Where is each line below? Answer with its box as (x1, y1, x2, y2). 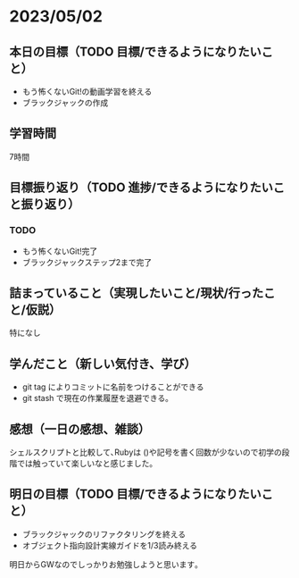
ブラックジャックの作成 (21, 97, 109, 108)
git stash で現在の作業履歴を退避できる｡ (21, 393, 170, 404)
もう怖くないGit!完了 (21, 246, 98, 256)
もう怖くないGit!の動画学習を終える (21, 87, 153, 96)
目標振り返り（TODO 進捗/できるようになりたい (9, 180, 274, 196)
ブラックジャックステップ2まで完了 (21, 256, 153, 267)
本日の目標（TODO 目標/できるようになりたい (9, 44, 262, 59)
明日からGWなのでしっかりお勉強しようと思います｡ (9, 558, 199, 569)
